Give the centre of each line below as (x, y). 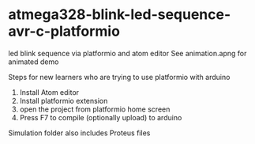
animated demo (34, 62)
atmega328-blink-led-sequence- (120, 15)
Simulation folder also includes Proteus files (79, 133)
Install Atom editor (49, 92)
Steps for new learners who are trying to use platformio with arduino (119, 77)
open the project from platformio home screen (95, 109)
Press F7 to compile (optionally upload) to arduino (101, 117)
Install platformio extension (64, 100)
